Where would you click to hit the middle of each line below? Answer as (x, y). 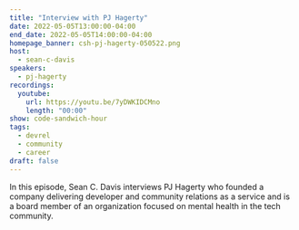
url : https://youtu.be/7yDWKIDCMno (93, 102)
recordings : (32, 85)
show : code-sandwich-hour (58, 119)
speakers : (28, 69)
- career (34, 152)
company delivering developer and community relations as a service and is (150, 196)
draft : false (34, 161)
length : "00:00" (57, 110)
